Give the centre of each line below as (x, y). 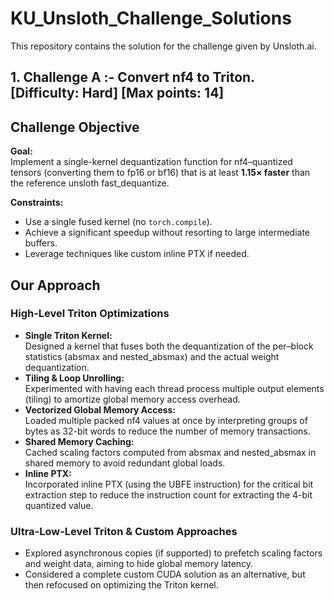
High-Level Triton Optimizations (90, 314)
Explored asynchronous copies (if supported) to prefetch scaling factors (173, 553)
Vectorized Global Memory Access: (100, 409)
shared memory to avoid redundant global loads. (125, 463)
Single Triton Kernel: (68, 335)
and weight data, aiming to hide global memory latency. (139, 564)
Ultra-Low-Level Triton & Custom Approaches (124, 531)
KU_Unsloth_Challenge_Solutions (151, 18)
